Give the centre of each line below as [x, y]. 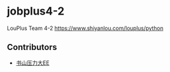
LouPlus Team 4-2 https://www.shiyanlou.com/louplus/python [85, 28]
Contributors [32, 47]
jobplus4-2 [36, 11]
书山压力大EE [32, 63]
